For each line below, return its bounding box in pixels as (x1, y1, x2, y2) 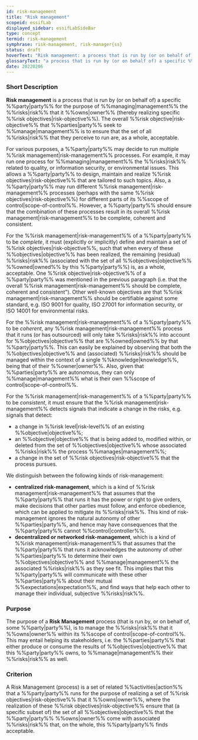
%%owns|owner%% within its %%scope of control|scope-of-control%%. (6, 630, 186, 637)
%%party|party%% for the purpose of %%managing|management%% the (6, 103, 188, 110)
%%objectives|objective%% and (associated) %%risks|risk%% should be (6, 350, 187, 357)
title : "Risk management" (6, 14, 70, 20)
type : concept (6, 31, 41, 37)
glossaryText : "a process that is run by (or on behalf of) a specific (6, 58, 186, 64)
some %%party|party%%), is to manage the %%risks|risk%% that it (6, 624, 173, 631)
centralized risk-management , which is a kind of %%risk (14, 483, 155, 490)
